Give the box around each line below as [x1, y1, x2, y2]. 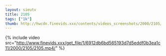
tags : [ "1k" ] [5, 16, 32, 21]
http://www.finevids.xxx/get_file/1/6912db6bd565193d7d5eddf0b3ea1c [16, 40, 161, 46]
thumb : [5, 21, 19, 26]
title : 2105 [5, 12, 30, 17]
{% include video [5, 35, 41, 41]
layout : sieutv [5, 7, 37, 12]
